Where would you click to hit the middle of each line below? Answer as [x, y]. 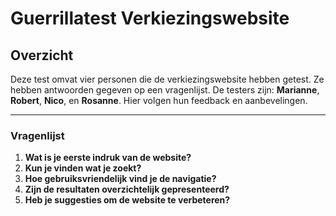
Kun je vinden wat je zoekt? [83, 168]
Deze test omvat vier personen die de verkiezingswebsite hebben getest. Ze [167, 79]
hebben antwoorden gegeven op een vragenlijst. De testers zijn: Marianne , [165, 90]
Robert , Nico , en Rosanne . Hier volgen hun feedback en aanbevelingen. [159, 100]
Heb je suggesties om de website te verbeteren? [127, 200]
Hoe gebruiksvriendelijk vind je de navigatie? [120, 179]
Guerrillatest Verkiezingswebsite [150, 18]
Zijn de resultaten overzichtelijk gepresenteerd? [127, 189]
